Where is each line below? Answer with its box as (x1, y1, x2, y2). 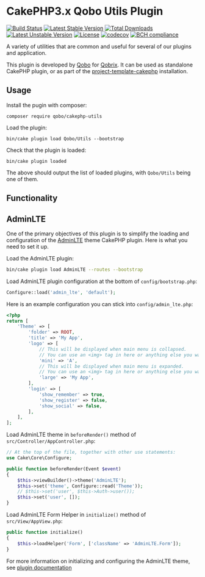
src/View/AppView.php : (6, 517, 63, 525)
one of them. (6, 175, 38, 182)
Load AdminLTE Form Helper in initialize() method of (6, 511, 146, 518)
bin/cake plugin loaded (6, 158, 67, 164)
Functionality (6, 193, 58, 204)
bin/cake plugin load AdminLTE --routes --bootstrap (6, 267, 143, 273)
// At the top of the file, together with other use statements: (6, 450, 176, 456)
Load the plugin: (6, 124, 48, 131)
